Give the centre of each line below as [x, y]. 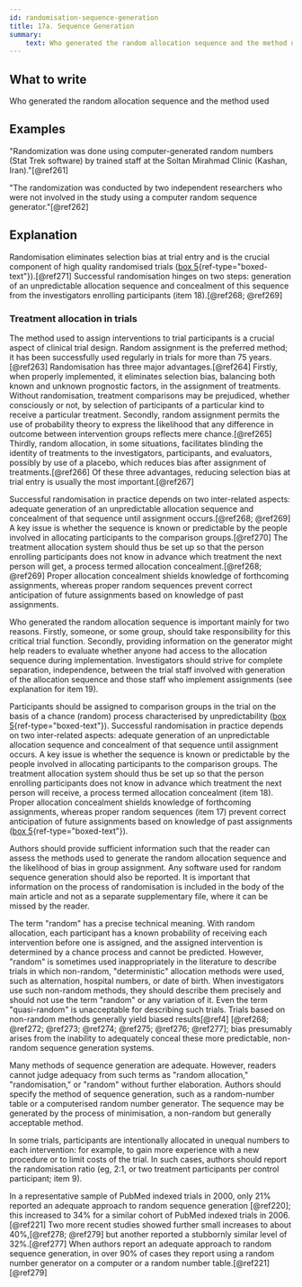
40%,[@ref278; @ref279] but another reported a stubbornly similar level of [148, 1234]
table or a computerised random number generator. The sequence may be [147, 1103]
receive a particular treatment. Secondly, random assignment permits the [145, 415]
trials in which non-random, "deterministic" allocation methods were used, [147, 971]
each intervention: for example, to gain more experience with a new [134, 1149]
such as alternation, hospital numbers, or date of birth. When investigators [147, 981]
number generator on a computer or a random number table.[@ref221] [140, 1263]
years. [260, 357]
